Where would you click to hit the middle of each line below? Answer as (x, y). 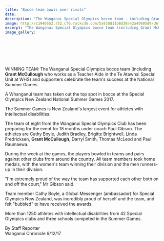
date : (10, 14)
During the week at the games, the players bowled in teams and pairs (75, 154)
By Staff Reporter (22, 228)
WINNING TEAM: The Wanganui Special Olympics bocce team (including (78, 69)
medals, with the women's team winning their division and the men (72, 164)
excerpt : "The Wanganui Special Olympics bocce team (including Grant (78, 28)
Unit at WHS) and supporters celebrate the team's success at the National (80, 79)
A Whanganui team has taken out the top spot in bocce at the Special (75, 94)
